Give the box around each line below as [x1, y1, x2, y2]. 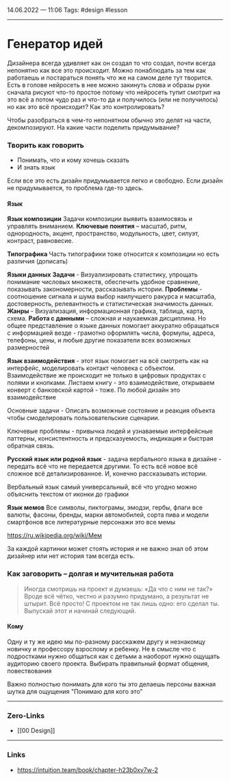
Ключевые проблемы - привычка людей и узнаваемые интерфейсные [7, 427, 214, 435]
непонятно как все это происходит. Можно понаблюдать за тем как [7, 66, 207, 74]
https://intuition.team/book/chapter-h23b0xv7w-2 [16, 765, 159, 774]
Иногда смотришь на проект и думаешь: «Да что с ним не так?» [23, 585, 214, 593]
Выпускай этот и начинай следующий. [23, 607, 137, 615]
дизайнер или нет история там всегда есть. [7, 552, 135, 560]
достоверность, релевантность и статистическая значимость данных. [7, 300, 214, 308]
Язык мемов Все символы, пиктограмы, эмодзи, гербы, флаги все [7, 504, 203, 512]
